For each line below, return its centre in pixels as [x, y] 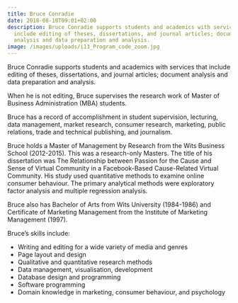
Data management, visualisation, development [85, 269]
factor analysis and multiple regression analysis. [78, 191]
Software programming [51, 285]
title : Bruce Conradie [41, 14]
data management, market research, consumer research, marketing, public [117, 124]
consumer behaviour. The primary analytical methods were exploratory [111, 183]
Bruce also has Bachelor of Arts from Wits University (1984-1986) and [109, 205]
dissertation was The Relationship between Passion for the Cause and [109, 161]
